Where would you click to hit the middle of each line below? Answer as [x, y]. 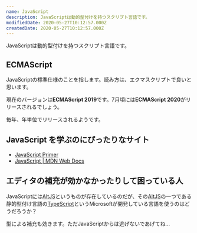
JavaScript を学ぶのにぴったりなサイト [78, 140]
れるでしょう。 [45, 107]
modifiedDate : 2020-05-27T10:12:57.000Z [57, 22]
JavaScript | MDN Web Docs [49, 161]
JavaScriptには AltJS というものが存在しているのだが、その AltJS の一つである [99, 196]
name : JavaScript [27, 12]
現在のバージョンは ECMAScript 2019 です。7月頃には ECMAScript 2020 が [96, 100]
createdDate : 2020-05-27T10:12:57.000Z [55, 28]
